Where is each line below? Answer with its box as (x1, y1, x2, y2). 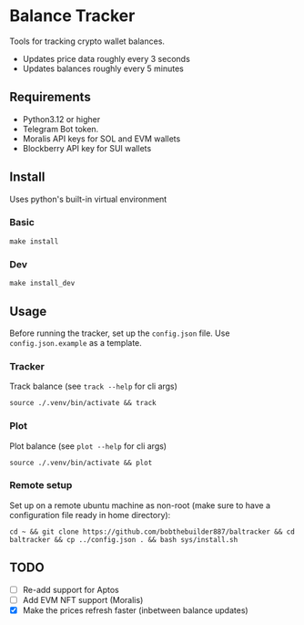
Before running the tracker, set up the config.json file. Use (9, 328, 230, 339)
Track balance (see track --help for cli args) (9, 380, 177, 392)
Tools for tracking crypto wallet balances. (9, 36, 166, 47)
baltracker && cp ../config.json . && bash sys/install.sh (9, 535, 238, 544)
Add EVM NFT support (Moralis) (22, 594, 144, 605)
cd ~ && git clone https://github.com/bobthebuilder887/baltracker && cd (9, 526, 296, 536)
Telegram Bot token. (22, 123, 99, 134)
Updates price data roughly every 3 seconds (22, 53, 191, 64)
